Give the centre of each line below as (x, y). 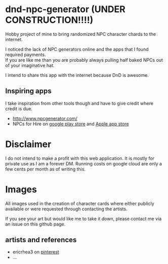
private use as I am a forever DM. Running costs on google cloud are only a (83, 163)
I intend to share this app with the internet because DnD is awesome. (77, 75)
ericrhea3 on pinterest (36, 252)
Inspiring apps (28, 91)
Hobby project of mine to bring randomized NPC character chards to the (80, 34)
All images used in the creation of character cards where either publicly (80, 203)
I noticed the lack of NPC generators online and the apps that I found (77, 49)
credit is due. (19, 108)
